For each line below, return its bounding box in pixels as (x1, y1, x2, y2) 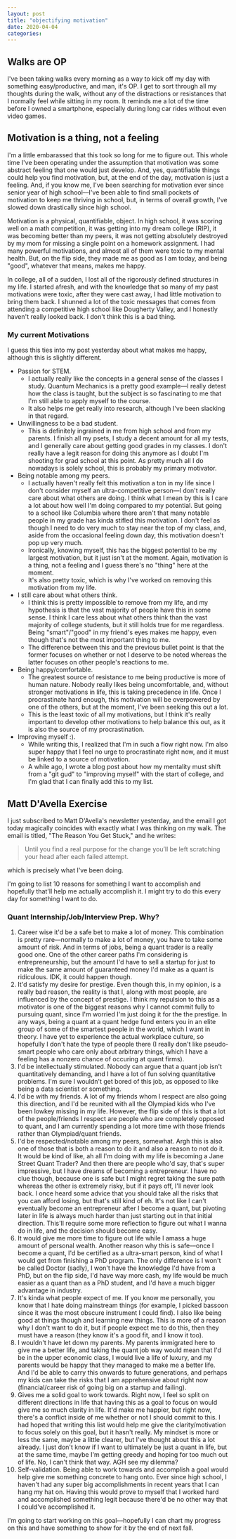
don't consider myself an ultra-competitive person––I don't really (27, 486, 216, 495)
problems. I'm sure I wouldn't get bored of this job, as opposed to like (17, 1078, 219, 1086)
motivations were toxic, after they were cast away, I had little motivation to (7, 289, 222, 299)
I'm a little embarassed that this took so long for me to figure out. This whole (7, 150, 228, 159)
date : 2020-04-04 (7, 23, 58, 30)
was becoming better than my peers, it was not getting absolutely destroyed (7, 231, 228, 240)
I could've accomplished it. (17, 1502, 96, 1511)
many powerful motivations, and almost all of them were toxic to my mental (7, 247, 225, 255)
